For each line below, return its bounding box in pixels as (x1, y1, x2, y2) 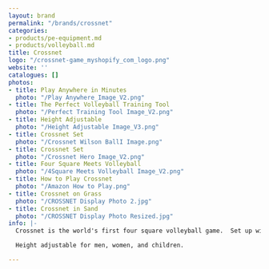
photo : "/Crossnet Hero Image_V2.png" (15, 152, 146, 160)
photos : (8, 78, 34, 86)
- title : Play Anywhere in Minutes (8, 85, 127, 94)
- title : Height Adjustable (8, 116, 102, 124)
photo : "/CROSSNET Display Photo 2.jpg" (15, 197, 152, 205)
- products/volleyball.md (8, 42, 94, 49)
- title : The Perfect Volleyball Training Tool (8, 101, 171, 109)
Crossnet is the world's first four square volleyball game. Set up (15, 227, 252, 235)
